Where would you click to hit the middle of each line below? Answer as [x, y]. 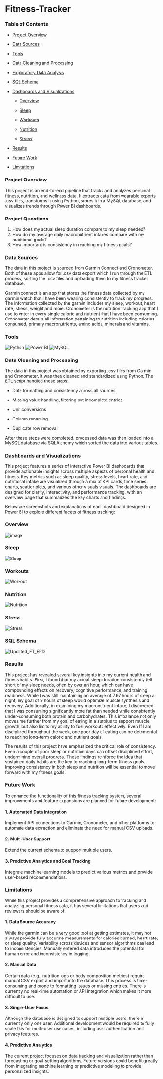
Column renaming [30, 419]
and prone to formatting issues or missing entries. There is [87, 986]
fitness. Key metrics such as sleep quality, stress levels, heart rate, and [76, 477]
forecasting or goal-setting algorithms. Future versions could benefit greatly [81, 1061]
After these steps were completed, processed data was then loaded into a [79, 438]
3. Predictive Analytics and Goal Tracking [48, 861]
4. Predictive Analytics [29, 1045]
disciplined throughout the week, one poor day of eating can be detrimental [81, 732]
